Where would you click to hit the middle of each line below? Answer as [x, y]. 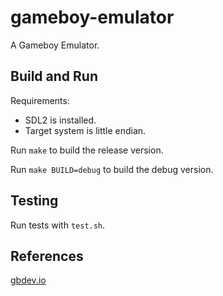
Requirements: [40, 100]
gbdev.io [28, 280]
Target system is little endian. [85, 130]
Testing [34, 201]
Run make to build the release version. [87, 150]
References [47, 256]
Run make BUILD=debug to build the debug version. [112, 169]
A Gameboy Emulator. [55, 45]
